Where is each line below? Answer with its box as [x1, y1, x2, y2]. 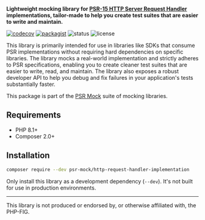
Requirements [6, 110, 61, 121]
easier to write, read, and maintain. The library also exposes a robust [6, 68, 179, 75]
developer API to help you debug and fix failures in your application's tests [6, 74, 193, 81]
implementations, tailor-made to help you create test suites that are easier [6, 12, 198, 19]
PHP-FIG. [6, 208, 30, 215]
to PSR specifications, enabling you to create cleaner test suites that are [6, 61, 187, 68]
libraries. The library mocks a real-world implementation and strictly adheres [6, 55, 199, 62]
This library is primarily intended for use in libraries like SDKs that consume [6, 42, 195, 49]
